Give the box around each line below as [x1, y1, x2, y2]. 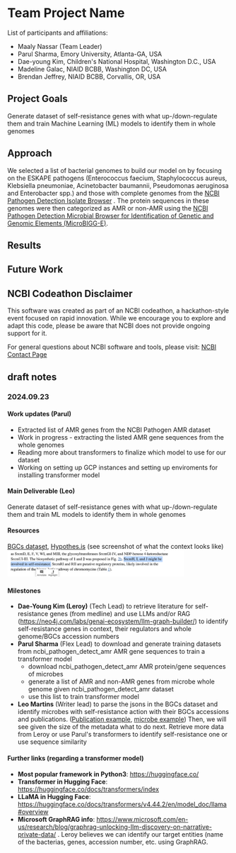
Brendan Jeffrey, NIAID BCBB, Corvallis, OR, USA [17, 72, 161, 81]
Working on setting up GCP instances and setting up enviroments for [17, 463, 218, 472]
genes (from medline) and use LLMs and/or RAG [49, 610, 191, 618]
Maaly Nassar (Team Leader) [17, 42, 102, 50]
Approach [7, 147, 52, 160]
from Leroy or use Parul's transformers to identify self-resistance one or [17, 730, 228, 739]
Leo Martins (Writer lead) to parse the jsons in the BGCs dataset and [17, 700, 218, 708]
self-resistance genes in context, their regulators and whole [17, 625, 192, 633]
